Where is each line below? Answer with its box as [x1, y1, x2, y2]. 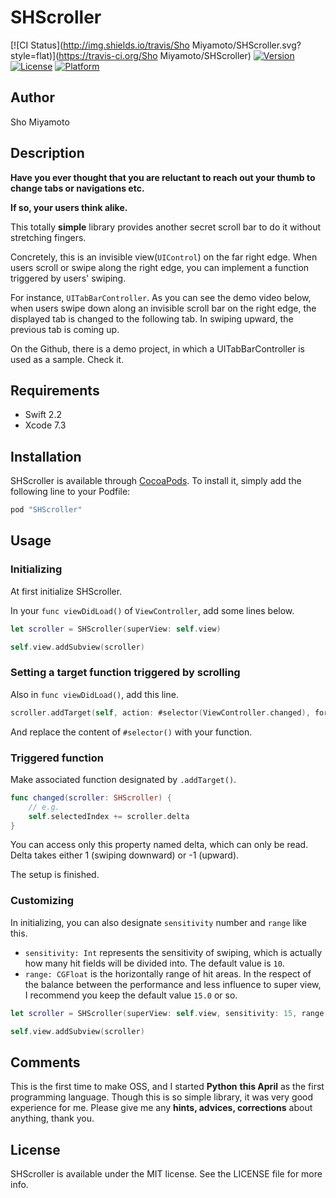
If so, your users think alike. [10, 201, 128, 213]
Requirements [10, 382, 100, 399]
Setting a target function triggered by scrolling [10, 666, 241, 680]
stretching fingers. [10, 231, 87, 243]
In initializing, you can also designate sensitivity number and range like [10, 916, 307, 928]
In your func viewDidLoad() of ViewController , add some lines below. [10, 604, 295, 616]
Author [10, 89, 55, 106]
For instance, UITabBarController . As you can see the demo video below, [10, 291, 312, 303]
